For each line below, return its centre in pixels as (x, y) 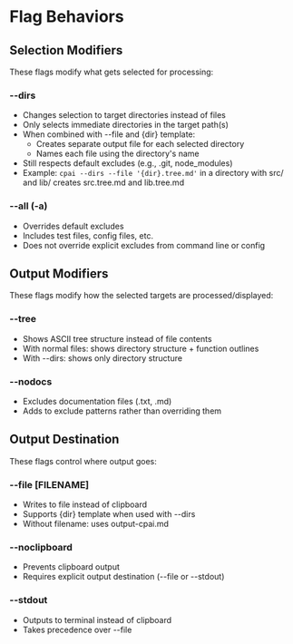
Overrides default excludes (73, 226)
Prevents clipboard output (71, 567)
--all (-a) (29, 206)
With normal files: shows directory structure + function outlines (141, 348)
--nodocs (31, 381)
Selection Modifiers (66, 50)
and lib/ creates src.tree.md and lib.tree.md (103, 182)
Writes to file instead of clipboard (85, 504)
